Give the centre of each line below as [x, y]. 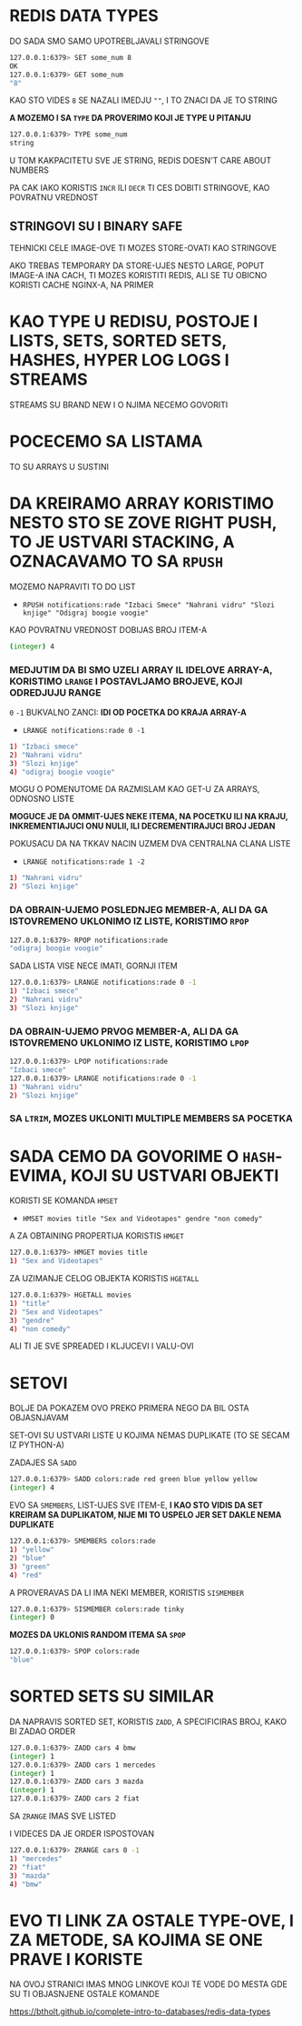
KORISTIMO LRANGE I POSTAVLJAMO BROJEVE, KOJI [126, 681]
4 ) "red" [26, 1575]
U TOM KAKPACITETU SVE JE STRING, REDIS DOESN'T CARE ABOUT [141, 161]
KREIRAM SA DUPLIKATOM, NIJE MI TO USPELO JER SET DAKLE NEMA [146, 1515]
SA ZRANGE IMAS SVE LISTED [63, 1816]
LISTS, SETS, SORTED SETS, [118, 341]
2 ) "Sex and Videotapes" [56, 1312]
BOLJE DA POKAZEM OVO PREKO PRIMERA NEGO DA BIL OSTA [129, 1408]
